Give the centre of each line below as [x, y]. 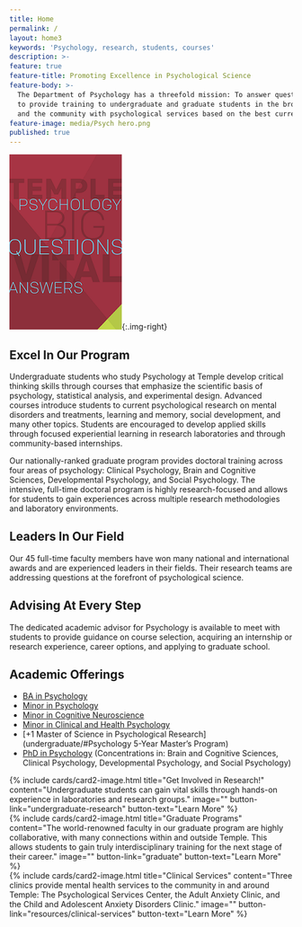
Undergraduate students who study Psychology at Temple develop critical [147, 376]
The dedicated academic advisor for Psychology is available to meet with [145, 627]
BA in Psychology [55, 696]
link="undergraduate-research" [67, 809]
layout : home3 [36, 38]
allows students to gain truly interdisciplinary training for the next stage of [146, 847]
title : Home [31, 19]
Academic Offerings [67, 674]
